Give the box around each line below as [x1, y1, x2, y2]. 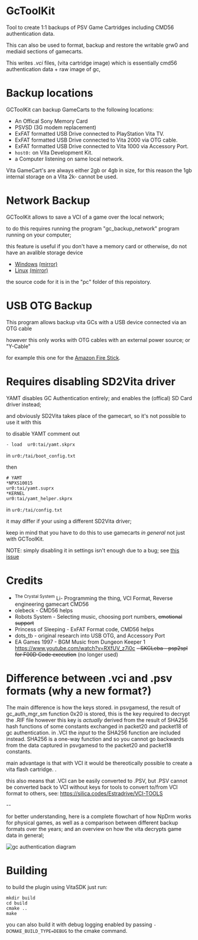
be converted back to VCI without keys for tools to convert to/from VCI [6, 784, 178, 791]
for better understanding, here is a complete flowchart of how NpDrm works [6, 813, 191, 820]
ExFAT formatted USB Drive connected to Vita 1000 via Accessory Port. [14, 142, 189, 149]
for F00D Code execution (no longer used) [14, 651, 118, 658]
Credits [6, 574, 43, 587]
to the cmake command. [68, 928, 128, 935]
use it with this [6, 418, 41, 426]
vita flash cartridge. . [6, 766, 57, 773]
